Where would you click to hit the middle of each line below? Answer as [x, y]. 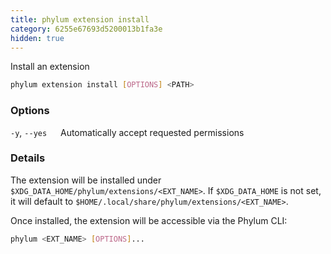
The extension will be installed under [86, 180]
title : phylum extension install [80, 19]
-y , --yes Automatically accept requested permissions [127, 132]
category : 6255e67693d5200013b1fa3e [86, 29]
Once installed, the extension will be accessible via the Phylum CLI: [149, 220]
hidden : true [37, 38]
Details [28, 158]
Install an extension [50, 67]
